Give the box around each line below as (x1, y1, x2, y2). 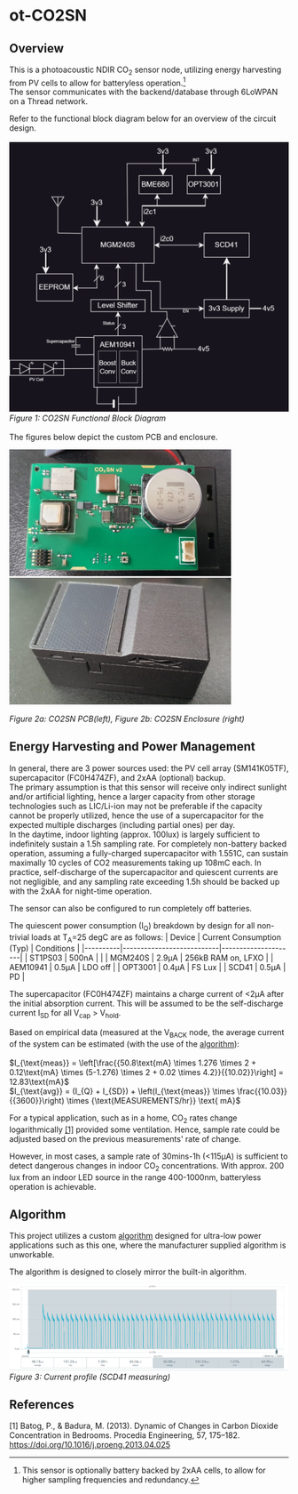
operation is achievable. (9, 1181, 97, 1192)
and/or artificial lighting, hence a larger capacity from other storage (9, 791, 255, 801)
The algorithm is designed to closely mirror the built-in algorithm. (9, 1266, 247, 1277)
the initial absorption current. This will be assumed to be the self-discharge (9, 998, 284, 1009)
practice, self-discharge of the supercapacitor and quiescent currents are (9, 866, 278, 877)
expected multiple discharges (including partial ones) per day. (9, 819, 236, 830)
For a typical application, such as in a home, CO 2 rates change (9, 1112, 238, 1125)
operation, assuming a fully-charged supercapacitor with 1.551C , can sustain (9, 847, 289, 858)
